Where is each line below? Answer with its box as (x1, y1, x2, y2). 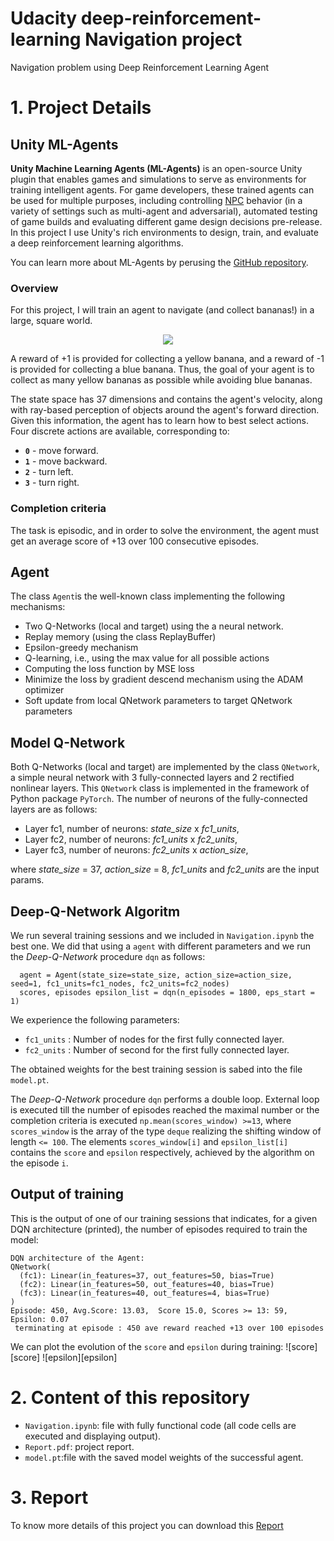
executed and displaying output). (24, 1430, 162, 1442)
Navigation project (84, 28, 243, 51)
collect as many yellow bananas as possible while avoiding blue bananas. (10, 374, 313, 386)
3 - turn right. (24, 477, 80, 489)
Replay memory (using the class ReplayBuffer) (24, 631, 217, 643)
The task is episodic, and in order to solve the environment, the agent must (10, 524, 320, 536)
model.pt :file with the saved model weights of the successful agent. (24, 1451, 304, 1463)
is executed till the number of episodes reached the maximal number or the (10, 1103, 320, 1116)
